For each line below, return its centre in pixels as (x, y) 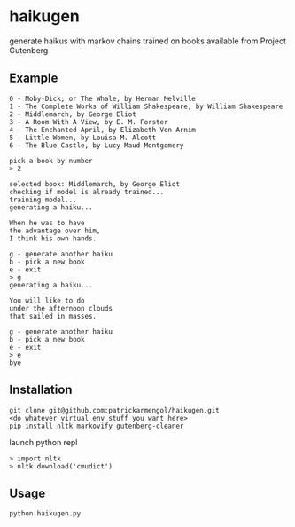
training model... (43, 200)
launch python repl (43, 442)
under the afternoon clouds (61, 308)
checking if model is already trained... (87, 192)
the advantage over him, (55, 231)
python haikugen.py (45, 514)
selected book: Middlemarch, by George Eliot (94, 184)
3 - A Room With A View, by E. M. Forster (89, 122)
